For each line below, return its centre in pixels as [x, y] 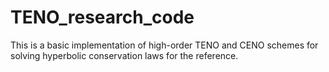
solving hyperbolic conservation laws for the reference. [124, 55]
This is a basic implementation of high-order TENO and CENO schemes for [164, 45]
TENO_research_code [102, 17]
